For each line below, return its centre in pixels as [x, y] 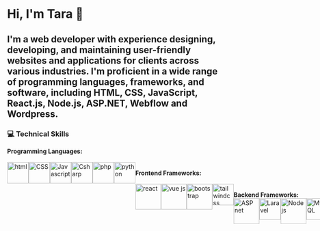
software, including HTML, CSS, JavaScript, [103, 93]
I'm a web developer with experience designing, [111, 39]
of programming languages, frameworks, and [106, 82]
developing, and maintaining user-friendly [99, 50]
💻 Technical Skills [38, 134]
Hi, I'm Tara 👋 [45, 14]
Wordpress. [33, 114]
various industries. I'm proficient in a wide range [112, 71]
